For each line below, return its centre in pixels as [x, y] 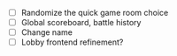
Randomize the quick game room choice [95, 13]
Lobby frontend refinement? [72, 42]
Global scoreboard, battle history [81, 23]
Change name [46, 32]
